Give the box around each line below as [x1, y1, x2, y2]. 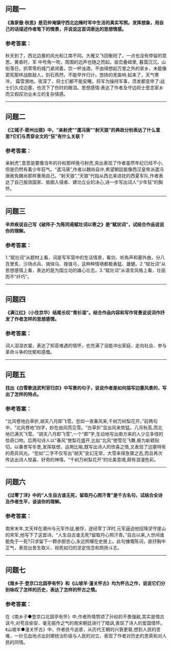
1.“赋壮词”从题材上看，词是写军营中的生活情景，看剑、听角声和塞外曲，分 [5, 254, 161, 260]
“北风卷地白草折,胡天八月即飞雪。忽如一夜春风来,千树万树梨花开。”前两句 [5, 418, 158, 424]
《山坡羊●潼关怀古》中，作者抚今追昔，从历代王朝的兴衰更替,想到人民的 [5, 626, 157, 632]
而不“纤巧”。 [5, 274, 32, 280]
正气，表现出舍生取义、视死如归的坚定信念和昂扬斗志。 [5, 544, 122, 551]
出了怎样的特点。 [5, 391, 41, 397]
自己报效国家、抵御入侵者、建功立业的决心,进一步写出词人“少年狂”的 [14, 179, 159, 186]
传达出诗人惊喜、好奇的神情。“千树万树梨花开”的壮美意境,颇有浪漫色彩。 [5, 456, 159, 462]
